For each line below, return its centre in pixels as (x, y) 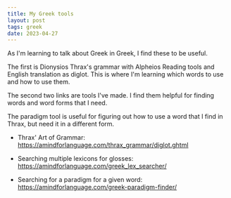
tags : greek (25, 27)
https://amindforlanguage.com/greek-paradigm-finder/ (97, 187)
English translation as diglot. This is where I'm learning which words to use (115, 74)
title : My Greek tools (40, 14)
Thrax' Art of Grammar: (51, 138)
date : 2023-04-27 (33, 33)
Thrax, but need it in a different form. (61, 124)
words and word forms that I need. (57, 103)
